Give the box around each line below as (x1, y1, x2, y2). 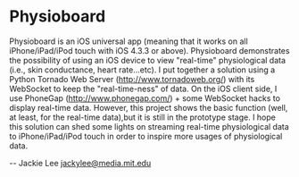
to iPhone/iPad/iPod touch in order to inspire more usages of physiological (9, 131, 283, 141)
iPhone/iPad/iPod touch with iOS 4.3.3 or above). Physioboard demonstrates (9, 45, 290, 55)
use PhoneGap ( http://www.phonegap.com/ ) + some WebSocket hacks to (9, 92, 281, 104)
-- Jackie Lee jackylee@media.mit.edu (9, 157, 152, 168)
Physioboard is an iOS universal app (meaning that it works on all (9, 36, 248, 46)
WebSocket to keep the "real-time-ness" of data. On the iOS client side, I (9, 83, 278, 94)
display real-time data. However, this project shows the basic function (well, (9, 102, 288, 113)
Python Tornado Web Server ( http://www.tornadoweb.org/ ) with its (9, 73, 255, 84)
